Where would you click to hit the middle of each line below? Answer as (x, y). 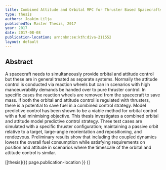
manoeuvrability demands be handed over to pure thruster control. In (75, 89)
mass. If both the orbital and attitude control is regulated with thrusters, (78, 100)
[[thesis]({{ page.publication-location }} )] (48, 162)
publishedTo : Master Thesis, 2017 (41, 23)
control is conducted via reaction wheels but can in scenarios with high (78, 84)
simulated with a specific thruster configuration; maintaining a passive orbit (82, 126)
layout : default (22, 42)
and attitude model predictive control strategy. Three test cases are (74, 121)
